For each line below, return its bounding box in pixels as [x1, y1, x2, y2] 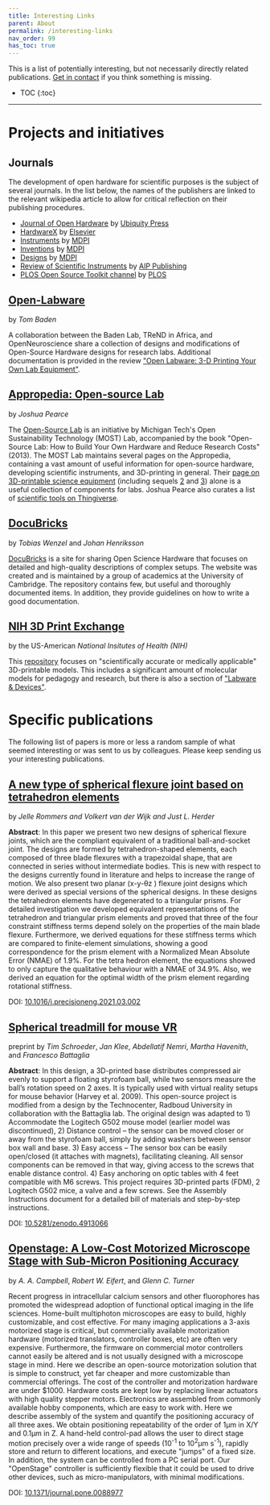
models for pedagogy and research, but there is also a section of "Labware [8, 674, 257, 683]
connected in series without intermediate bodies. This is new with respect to [8, 861, 261, 871]
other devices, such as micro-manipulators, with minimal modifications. [8, 1472, 245, 1482]
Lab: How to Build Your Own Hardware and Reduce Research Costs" [33, 442, 260, 451]
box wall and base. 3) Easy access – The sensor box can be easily [8, 1142, 227, 1152]
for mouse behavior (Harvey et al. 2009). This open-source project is [8, 1091, 237, 1101]
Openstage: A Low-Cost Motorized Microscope [8, 1242, 251, 1255]
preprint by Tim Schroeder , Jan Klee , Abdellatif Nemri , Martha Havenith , [8, 1041, 249, 1051]
